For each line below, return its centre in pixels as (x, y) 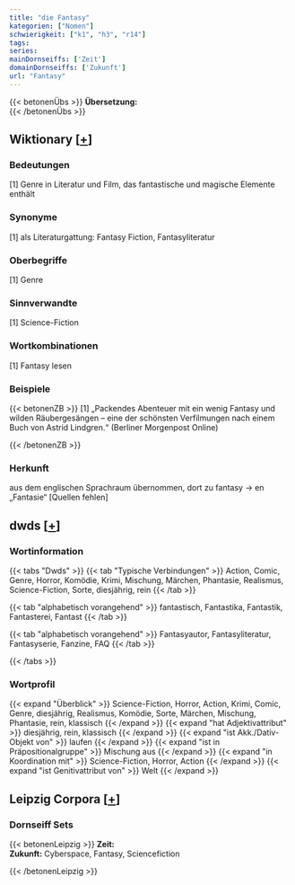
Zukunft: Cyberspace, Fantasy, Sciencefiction (95, 854)
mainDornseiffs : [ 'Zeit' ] (57, 59)
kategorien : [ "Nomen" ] (52, 26)
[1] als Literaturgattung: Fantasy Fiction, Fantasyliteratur (112, 237)
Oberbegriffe (38, 260)
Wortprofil (32, 684)
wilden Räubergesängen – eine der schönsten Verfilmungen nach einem (142, 418)
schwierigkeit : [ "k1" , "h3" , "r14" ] (78, 34)
